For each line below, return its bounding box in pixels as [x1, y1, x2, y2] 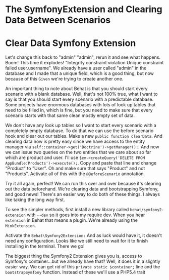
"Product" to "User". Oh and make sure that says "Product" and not [5, 166, 145, 172]
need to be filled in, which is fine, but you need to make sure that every [5, 107, 153, 113]
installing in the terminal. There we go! [5, 243, 85, 249]
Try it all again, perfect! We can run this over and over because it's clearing [5, 181, 161, 187]
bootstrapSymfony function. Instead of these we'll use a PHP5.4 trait [5, 269, 145, 275]
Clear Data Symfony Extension [5, 37, 136, 49]
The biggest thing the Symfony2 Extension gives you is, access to [5, 253, 142, 259]
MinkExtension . [5, 223, 36, 229]
